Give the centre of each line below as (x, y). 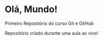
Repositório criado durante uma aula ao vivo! (52, 33)
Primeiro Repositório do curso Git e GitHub (49, 23)
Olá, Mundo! (31, 9)
